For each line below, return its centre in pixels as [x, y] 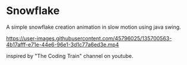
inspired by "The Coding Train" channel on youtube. [70, 56]
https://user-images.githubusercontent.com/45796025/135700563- [89, 38]
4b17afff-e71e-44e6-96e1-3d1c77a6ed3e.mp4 [63, 45]
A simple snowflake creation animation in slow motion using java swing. [93, 27]
